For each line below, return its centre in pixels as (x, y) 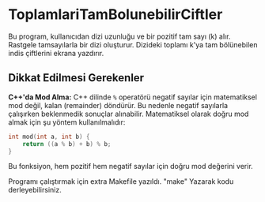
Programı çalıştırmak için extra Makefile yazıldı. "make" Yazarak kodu (121, 181)
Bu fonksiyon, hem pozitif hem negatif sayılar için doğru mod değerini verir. (131, 166)
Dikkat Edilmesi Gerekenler (76, 78)
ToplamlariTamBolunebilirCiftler (115, 15)
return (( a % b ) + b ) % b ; (67, 144)
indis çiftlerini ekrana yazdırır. (56, 53)
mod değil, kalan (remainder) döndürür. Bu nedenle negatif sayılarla (118, 105)
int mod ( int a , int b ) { (49, 137)
